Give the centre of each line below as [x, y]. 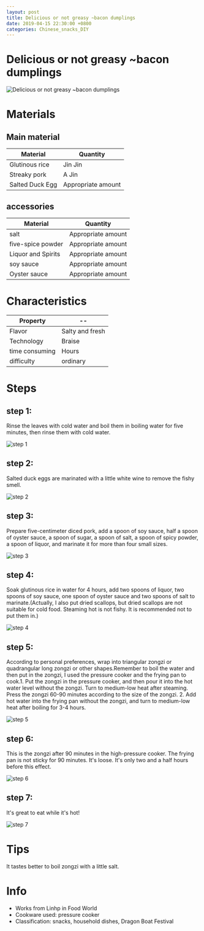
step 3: [20, 516]
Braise [71, 341]
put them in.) [22, 616]
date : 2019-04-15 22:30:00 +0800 [49, 23]
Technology [27, 341]
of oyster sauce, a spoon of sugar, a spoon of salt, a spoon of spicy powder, [103, 537]
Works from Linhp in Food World [56, 908]
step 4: [20, 575]
